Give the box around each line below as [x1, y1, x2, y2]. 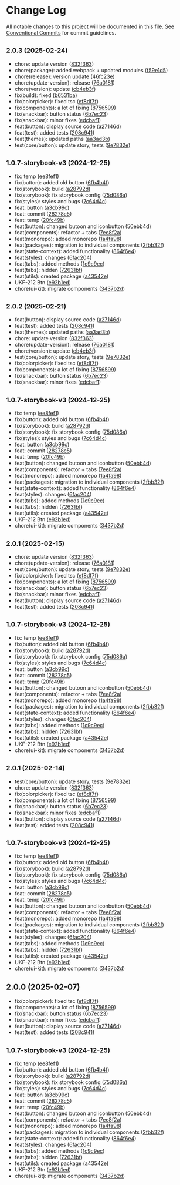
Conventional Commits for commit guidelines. [6, 29, 116, 36]
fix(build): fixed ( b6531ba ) [14, 92, 77, 99]
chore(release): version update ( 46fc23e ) [14, 73, 116, 80]
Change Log [6, 4, 66, 17]
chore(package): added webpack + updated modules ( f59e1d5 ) [14, 66, 168, 73]
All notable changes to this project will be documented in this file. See [6, 23, 175, 30]
